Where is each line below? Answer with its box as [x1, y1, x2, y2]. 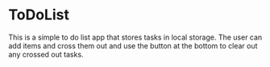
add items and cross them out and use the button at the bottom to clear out [8, 40, 258, 50]
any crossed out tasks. [8, 49, 84, 59]
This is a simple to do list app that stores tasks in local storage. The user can [8, 32, 263, 42]
